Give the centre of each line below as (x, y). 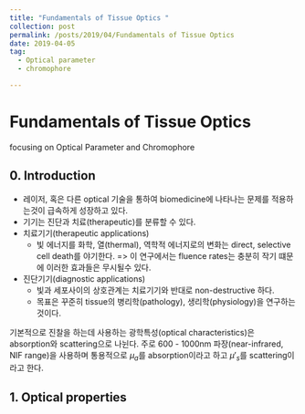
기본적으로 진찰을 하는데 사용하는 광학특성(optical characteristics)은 (132, 332)
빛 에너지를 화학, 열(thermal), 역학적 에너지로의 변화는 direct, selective (163, 244)
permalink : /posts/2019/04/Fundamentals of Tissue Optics (122, 35)
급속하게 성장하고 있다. (88, 210)
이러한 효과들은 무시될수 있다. (99, 267)
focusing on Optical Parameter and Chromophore (102, 147)
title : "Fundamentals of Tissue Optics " (89, 18)
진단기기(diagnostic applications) (84, 278)
